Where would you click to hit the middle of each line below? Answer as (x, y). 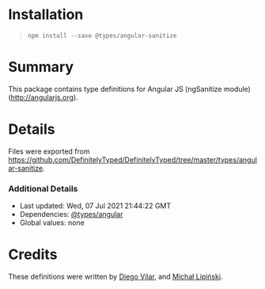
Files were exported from (49, 151)
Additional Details (43, 188)
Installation (46, 15)
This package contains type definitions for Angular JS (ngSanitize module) (129, 89)
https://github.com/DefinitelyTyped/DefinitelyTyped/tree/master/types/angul (132, 159)
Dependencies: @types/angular (71, 215)
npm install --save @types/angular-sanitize (102, 36)
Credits (33, 255)
